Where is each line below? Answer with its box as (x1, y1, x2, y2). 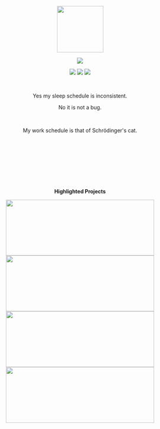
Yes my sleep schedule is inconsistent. (33, 92, 127, 99)
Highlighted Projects (54, 188, 106, 195)
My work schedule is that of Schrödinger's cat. (23, 127, 137, 134)
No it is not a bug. (58, 104, 102, 111)
